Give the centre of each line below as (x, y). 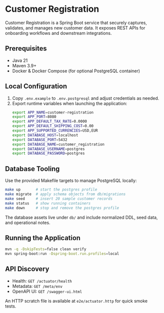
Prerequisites (26, 48)
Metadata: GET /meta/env (37, 286)
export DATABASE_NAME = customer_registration (58, 144)
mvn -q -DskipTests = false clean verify (46, 249)
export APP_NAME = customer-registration (53, 112)
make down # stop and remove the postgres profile (62, 208)
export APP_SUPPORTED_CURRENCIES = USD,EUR (55, 131)
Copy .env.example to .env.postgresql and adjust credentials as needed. (86, 98)
